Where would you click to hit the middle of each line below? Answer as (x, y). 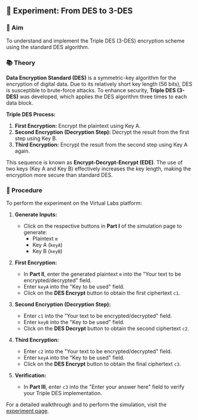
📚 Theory (21, 63)
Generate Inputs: (36, 215)
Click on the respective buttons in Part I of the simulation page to (103, 226)
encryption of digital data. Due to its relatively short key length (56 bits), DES (99, 84)
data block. (20, 103)
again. (22, 151)
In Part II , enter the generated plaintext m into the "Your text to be (102, 274)
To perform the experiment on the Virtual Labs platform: (74, 203)
